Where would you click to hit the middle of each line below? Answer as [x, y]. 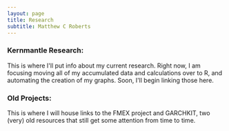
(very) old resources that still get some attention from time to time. [101, 120]
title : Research [30, 20]
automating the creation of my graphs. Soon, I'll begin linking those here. [110, 80]
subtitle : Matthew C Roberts [49, 26]
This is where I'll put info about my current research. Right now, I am [104, 65]
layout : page [26, 13]
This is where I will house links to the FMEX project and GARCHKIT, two [109, 113]
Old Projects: [29, 98]
